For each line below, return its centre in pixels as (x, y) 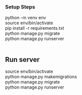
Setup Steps (20, 7)
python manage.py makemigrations (41, 77)
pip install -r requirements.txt (35, 28)
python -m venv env (26, 18)
